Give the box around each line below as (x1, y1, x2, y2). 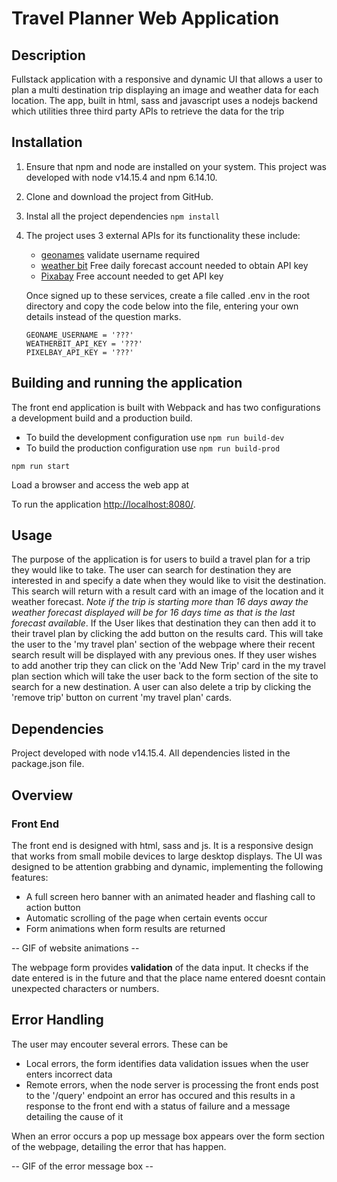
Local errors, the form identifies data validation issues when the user (25, 1057, 309, 1069)
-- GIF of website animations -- (11, 942, 140, 954)
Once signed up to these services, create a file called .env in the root (25, 289, 311, 301)
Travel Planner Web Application (11, 7, 280, 30)
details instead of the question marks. (25, 310, 182, 322)
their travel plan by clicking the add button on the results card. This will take (11, 628, 324, 640)
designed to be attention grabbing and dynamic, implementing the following (11, 860, 324, 872)
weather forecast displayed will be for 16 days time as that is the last (11, 607, 296, 619)
